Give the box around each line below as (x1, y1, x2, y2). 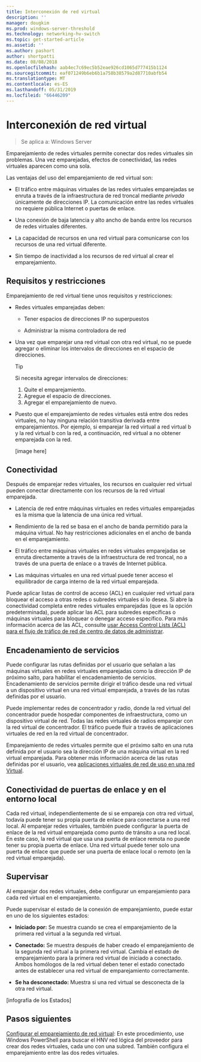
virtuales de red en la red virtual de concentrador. (6, 730, 129, 737)
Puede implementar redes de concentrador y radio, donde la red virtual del (6, 705, 191, 712)
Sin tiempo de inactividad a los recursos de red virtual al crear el (14, 252, 174, 260)
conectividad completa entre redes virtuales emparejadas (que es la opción (6, 602, 193, 610)
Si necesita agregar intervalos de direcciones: (14, 374, 129, 381)
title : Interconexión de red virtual (6, 8, 100, 15)
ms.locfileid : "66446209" (6, 92, 71, 98)
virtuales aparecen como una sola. (6, 162, 92, 170)
